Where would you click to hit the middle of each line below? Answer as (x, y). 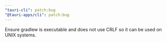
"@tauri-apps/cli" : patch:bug (37, 15)
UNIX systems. (21, 35)
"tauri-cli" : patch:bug (30, 10)
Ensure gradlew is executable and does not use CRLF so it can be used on (83, 29)
